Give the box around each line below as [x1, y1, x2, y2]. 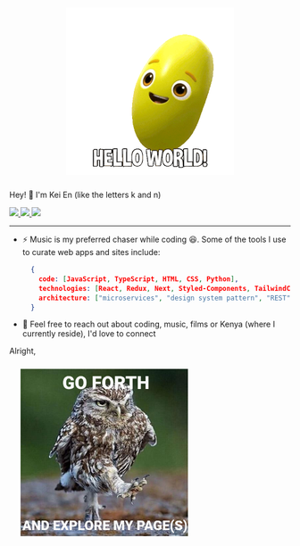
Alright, [9, 345, 37, 357]
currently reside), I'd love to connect [21, 328, 156, 339]
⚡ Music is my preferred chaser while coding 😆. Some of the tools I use [21, 234, 287, 244]
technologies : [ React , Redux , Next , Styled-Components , [38, 284, 251, 293]
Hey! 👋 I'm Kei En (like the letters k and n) [9, 189, 162, 200]
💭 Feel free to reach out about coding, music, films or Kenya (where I [21, 318, 275, 330]
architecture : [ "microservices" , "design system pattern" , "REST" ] [38, 294, 295, 302]
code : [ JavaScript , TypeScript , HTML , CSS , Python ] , [38, 274, 239, 284]
